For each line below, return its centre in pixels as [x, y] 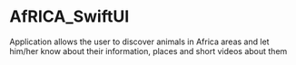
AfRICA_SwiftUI [69, 17]
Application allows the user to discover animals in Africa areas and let [139, 42]
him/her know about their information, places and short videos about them [148, 51]
